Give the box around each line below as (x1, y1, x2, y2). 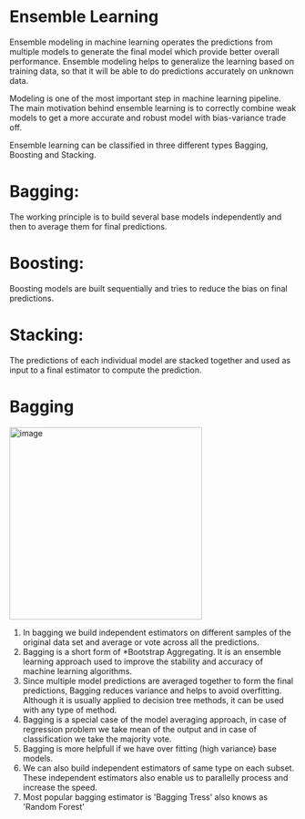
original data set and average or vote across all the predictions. (22, 636, 259, 648)
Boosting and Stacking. (9, 148, 97, 160)
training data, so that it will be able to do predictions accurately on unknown (9, 66, 294, 77)
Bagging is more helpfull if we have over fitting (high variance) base (22, 742, 278, 753)
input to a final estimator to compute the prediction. (9, 364, 202, 375)
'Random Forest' (22, 801, 85, 812)
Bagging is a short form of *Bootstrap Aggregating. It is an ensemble (22, 646, 282, 657)
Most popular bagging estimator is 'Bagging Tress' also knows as (22, 791, 269, 803)
